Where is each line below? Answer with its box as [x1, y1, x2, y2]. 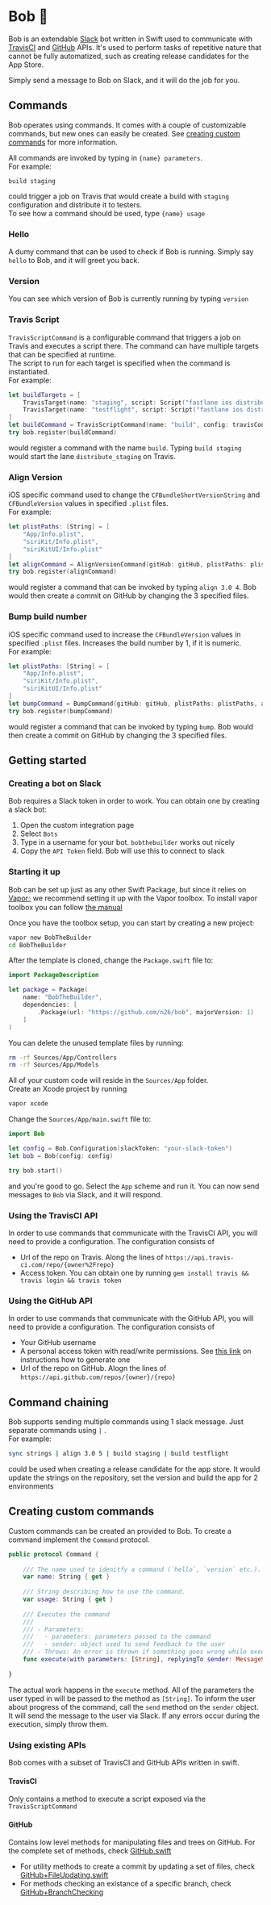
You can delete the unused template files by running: [8, 1038, 184, 1047]
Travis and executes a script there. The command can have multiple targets [8, 340, 260, 350]
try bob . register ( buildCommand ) [8, 428, 117, 437]
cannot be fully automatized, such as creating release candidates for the [8, 51, 249, 61]
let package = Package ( [8, 986, 89, 994]
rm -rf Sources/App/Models [8, 1061, 99, 1069]
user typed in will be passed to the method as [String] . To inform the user [8, 1694, 256, 1703]
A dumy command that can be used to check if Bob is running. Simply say [8, 247, 254, 257]
